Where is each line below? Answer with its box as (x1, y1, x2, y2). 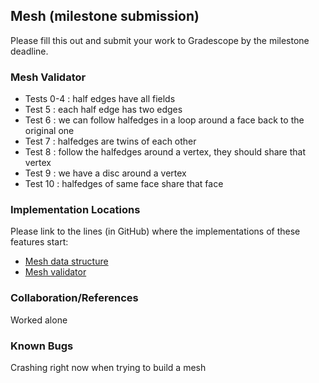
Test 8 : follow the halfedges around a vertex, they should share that (24, 146, 306, 158)
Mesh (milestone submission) (10, 8, 200, 25)
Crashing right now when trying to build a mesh (10, 362, 207, 373)
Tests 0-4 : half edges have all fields (24, 93, 176, 105)
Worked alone (10, 314, 68, 326)
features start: (10, 236, 69, 248)
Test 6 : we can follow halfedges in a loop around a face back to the (24, 114, 305, 126)
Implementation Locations (10, 203, 141, 217)
